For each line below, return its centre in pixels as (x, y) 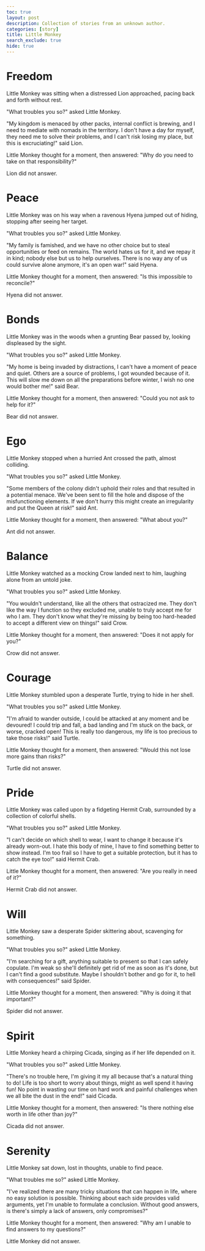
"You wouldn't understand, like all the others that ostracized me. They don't (102, 603)
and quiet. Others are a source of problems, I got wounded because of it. (98, 373)
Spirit (20, 1036)
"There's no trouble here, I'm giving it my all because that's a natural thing (100, 1077)
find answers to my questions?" (46, 1230)
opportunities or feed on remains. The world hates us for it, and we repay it (101, 251)
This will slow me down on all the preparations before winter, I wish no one (100, 379)
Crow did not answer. (33, 653)
